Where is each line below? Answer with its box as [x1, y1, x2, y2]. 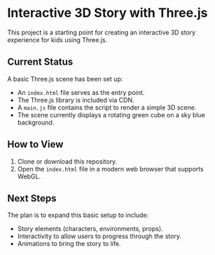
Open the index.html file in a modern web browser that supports [17, 164, 204, 173]
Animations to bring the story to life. [17, 240, 121, 248]
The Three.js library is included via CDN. [17, 96, 134, 104]
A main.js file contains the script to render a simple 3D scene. [17, 103, 197, 112]
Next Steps [7, 192, 57, 204]
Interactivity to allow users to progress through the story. [17, 232, 182, 240]
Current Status [7, 56, 74, 68]
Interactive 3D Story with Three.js [7, 5, 208, 21]
